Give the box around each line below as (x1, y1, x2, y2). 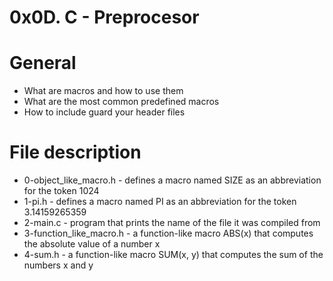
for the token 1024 (23, 185, 100, 197)
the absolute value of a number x (23, 238, 161, 250)
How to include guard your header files (23, 106, 186, 118)
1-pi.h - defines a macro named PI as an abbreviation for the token (23, 196, 297, 208)
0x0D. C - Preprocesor (9, 6, 200, 29)
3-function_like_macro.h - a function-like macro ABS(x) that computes (23, 227, 314, 240)
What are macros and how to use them (23, 85, 184, 97)
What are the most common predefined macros (23, 96, 220, 108)
